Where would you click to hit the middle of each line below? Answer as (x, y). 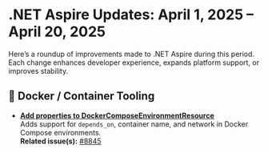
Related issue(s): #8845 (60, 141)
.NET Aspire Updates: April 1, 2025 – (131, 15)
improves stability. (38, 70)
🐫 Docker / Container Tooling (82, 97)
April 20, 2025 (57, 32)
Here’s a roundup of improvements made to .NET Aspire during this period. (131, 54)
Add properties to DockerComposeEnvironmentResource (117, 115)
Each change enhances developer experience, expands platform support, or (134, 62)
